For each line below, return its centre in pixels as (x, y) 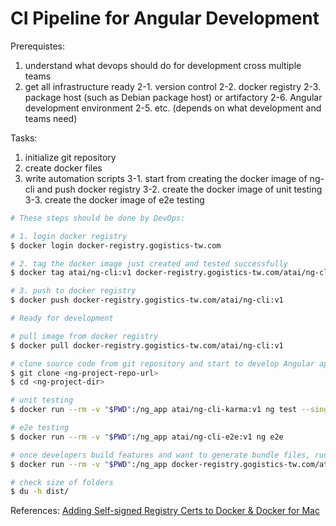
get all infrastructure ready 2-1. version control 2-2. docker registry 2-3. (173, 86)
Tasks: (24, 138)
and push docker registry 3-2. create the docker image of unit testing (179, 189)
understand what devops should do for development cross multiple (163, 65)
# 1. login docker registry (69, 236)
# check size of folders (62, 482)
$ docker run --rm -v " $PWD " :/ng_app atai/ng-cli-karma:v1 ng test (154, 410)
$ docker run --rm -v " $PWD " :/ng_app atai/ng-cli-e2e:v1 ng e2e (147, 437)
